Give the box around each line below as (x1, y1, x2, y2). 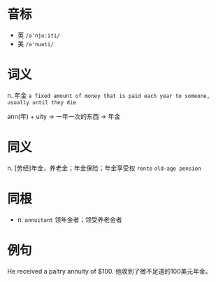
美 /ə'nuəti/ (17, 39, 55, 48)
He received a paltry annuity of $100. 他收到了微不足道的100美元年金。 (7, 267, 212, 275)
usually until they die (7, 99, 77, 106)
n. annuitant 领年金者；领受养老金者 (17, 215, 122, 224)
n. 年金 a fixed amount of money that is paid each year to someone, (7, 91, 210, 99)
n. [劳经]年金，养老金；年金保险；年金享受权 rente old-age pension (7, 164, 201, 172)
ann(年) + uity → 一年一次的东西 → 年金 (7, 112, 121, 120)
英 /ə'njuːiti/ (17, 31, 61, 39)
